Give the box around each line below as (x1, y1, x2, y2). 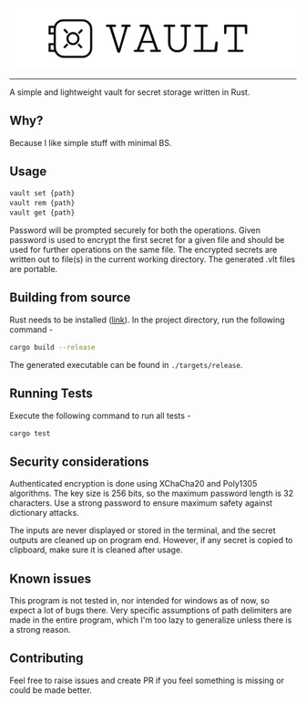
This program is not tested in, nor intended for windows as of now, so (9, 595, 270, 606)
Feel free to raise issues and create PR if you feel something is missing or (9, 675, 285, 686)
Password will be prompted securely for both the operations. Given (9, 225, 261, 236)
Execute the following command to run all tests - (9, 410, 191, 421)
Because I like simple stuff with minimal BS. (9, 137, 172, 148)
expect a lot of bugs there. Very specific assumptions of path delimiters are (9, 605, 292, 616)
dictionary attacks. (9, 508, 79, 519)
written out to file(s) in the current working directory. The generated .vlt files (9, 254, 296, 265)
